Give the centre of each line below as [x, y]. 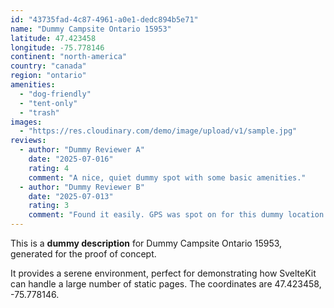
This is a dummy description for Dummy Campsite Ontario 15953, [146, 243]
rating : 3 [49, 206]
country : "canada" [48, 66]
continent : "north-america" [69, 57]
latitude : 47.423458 [53, 38]
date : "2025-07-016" [71, 159]
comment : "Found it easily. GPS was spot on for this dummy [156, 215]
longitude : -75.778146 [57, 47]
